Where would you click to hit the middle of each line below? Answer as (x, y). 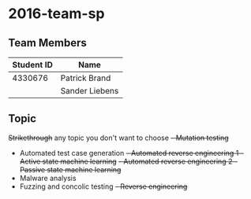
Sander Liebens (90, 91)
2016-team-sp (56, 14)
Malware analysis (48, 178)
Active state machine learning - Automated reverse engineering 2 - (129, 161)
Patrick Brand (86, 78)
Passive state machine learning (70, 169)
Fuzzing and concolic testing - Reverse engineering (103, 186)
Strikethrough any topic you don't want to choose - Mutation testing (118, 138)
